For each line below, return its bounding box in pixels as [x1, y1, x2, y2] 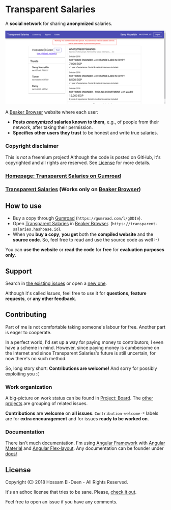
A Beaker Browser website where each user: [5, 109, 99, 115]
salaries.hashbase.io [12, 227, 59, 232]
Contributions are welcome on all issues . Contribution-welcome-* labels [5, 410, 159, 416]
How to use [5, 201, 42, 210]
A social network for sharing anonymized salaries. [5, 20, 113, 26]
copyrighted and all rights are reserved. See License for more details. [5, 159, 151, 166]
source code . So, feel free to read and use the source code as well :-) [12, 237, 159, 243]
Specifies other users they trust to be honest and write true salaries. [12, 130, 158, 136]
